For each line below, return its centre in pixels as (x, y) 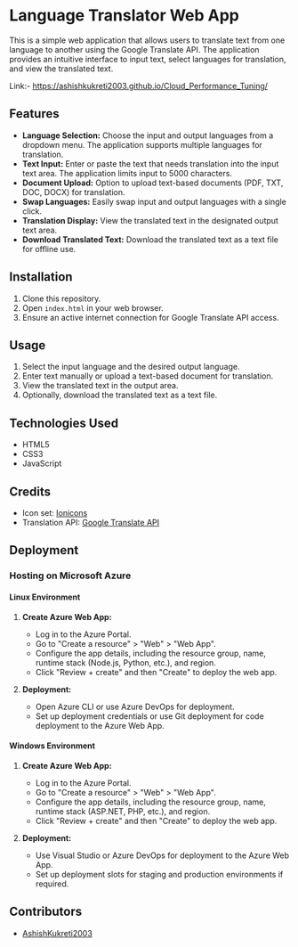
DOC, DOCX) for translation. (74, 192)
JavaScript (42, 463)
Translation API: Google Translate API (91, 522)
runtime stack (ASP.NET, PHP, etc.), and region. (123, 811)
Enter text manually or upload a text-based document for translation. (148, 376)
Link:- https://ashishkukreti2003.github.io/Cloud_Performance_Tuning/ (139, 86)
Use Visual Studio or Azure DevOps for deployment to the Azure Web (162, 855)
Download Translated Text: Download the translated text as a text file (150, 239)
